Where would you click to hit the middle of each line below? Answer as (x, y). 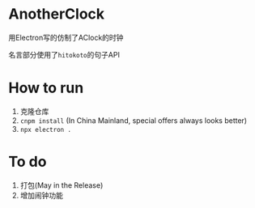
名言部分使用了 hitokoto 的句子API (64, 54)
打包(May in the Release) (62, 185)
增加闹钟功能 (41, 195)
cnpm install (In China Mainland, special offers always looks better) (134, 120)
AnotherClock (57, 14)
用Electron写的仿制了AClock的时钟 (66, 37)
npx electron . (46, 129)
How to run (46, 88)
